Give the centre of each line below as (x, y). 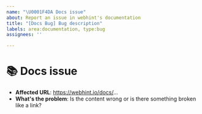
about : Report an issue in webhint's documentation (73, 18)
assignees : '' (24, 35)
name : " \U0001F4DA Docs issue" (46, 12)
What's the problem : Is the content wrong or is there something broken (106, 99)
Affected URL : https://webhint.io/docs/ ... (66, 93)
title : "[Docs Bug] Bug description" (54, 23)
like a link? (28, 105)
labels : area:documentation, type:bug (56, 29)
